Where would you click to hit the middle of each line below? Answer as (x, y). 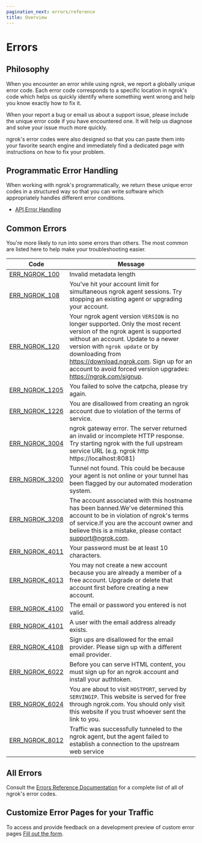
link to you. (85, 719)
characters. (86, 556)
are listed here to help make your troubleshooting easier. (76, 250)
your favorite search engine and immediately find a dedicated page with (95, 146)
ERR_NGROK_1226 (37, 411)
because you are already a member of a (126, 573)
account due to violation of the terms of (125, 411)
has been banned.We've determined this (127, 508)
